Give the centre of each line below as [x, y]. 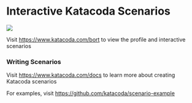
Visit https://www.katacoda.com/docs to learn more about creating [91, 75]
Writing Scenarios [34, 62]
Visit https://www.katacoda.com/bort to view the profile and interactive [96, 39]
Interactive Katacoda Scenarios [88, 11]
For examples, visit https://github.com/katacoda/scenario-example [90, 93]
